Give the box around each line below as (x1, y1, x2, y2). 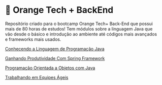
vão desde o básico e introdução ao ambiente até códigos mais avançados (5, 31, 157, 37)
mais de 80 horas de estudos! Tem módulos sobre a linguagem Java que (5, 26, 153, 31)
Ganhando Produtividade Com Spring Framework (5, 55, 105, 61)
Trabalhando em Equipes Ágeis (5, 74, 68, 80)
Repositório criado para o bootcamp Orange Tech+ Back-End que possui (5, 21, 153, 27)
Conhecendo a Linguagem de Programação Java (5, 46, 105, 52)
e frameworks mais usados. (5, 36, 62, 42)
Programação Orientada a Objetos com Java (5, 65, 96, 71)
